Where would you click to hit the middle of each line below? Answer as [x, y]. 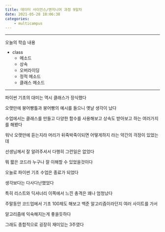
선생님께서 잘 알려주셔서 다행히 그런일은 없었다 [50, 152]
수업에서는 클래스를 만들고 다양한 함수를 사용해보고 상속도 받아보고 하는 [73, 119]
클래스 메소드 [32, 83]
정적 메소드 [30, 77]
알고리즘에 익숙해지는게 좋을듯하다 [38, 214]
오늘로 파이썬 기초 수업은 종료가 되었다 [42, 173]
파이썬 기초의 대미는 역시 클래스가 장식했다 [46, 98]
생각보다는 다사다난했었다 [29, 183]
